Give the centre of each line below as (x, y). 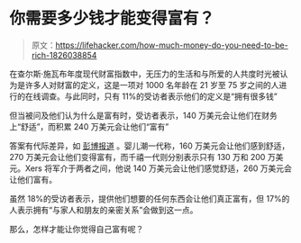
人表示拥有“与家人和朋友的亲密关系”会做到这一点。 (104, 210)
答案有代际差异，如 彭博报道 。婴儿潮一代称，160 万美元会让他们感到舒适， (150, 146)
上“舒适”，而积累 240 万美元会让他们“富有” (89, 126)
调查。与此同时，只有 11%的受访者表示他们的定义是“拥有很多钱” (159, 96)
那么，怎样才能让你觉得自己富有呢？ (77, 229)
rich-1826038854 (64, 55)
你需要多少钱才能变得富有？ (112, 18)
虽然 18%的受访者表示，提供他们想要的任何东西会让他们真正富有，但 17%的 (150, 198)
